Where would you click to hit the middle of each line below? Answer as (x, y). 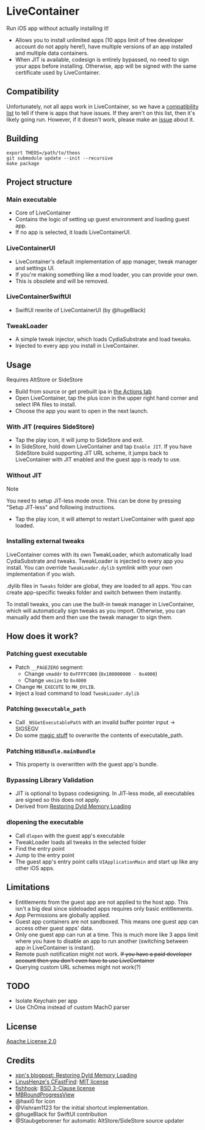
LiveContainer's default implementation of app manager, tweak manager (106, 262)
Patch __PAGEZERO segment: (49, 667)
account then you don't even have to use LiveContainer (85, 960)
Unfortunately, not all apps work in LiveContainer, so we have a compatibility (103, 106)
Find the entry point (40, 848)
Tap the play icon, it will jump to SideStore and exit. (79, 440)
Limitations (28, 887)
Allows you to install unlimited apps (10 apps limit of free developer (99, 40)
